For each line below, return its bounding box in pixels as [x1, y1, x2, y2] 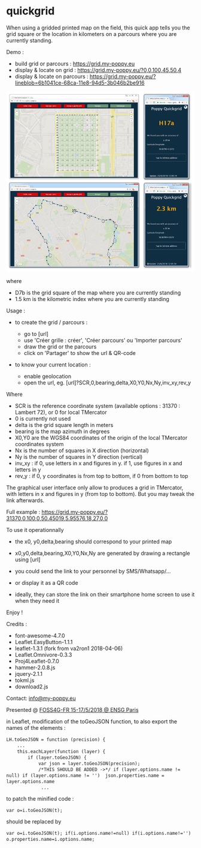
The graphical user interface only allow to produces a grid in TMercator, [6, 484, 184, 491]
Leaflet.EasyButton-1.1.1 [14, 639, 73, 646]
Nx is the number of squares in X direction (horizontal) [14, 447, 150, 454]
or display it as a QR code [14, 579, 78, 587]
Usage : [6, 307, 26, 314]
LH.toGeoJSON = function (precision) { [6, 736, 106, 743]
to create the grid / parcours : [14, 319, 88, 326]
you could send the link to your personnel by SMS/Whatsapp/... [14, 568, 171, 575]
